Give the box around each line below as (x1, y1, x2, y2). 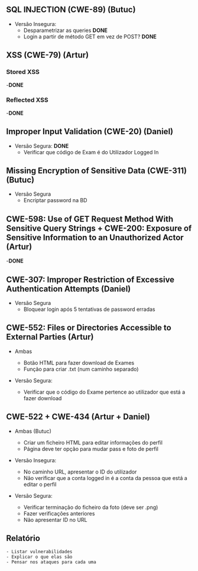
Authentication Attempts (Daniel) (6, 284, 131, 294)
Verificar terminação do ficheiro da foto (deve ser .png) (23, 504, 158, 511)
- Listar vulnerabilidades (6, 549, 73, 555)
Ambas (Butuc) (14, 427, 52, 434)
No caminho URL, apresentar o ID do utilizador (23, 468, 137, 475)
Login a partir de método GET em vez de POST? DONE (23, 33, 157, 40)
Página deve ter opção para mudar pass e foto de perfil (23, 445, 158, 452)
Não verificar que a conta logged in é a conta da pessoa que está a (23, 474, 187, 481)
